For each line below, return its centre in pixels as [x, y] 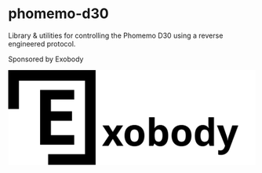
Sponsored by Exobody [46, 59]
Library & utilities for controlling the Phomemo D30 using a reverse [116, 35]
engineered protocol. [42, 43]
